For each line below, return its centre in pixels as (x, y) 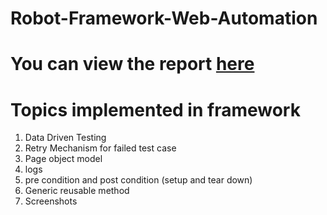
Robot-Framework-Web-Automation (164, 18)
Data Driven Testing (65, 138)
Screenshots (51, 201)
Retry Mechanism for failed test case (100, 148)
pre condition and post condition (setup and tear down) (138, 180)
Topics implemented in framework (155, 109)
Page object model (63, 159)
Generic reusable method (77, 191)
